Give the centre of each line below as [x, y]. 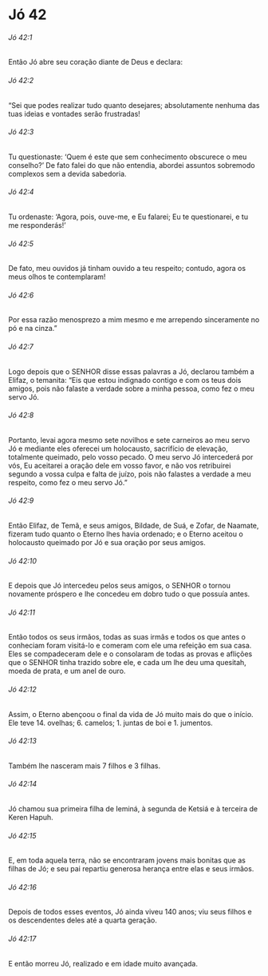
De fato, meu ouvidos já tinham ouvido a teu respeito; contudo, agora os [127, 269]
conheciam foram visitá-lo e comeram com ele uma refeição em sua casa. [130, 646]
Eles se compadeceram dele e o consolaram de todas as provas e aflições [130, 654]
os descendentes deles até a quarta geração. [83, 920]
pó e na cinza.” [33, 329]
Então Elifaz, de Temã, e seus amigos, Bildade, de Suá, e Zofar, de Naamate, [134, 526]
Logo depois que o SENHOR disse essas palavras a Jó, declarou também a [132, 371]
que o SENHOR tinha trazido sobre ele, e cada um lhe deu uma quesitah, [128, 663]
